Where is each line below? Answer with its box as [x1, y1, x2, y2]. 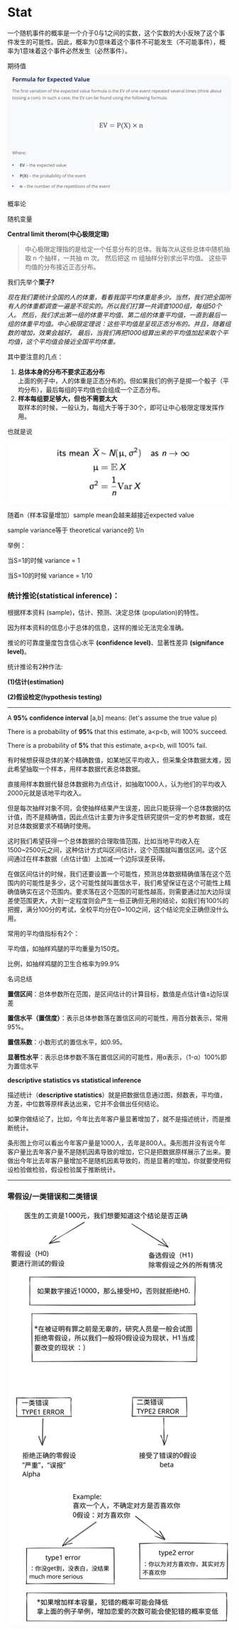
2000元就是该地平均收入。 [7, 788, 86, 797]
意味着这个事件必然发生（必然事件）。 [22, 46, 131, 55]
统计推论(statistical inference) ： [7, 591, 120, 600]
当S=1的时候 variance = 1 [7, 556, 80, 564]
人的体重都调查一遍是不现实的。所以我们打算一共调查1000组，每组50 [13, 302, 216, 310]
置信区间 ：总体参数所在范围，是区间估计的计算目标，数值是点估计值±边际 [7, 990, 223, 998]
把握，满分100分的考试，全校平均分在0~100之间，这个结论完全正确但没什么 [7, 905, 229, 914]
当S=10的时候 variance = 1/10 [7, 571, 93, 580]
